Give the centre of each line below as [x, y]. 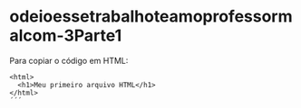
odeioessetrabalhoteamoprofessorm [151, 17]
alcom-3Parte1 [66, 36]
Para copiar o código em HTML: [69, 60]
